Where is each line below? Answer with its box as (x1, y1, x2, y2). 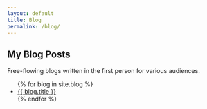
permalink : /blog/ (7, 23, 60, 30)
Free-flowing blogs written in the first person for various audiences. (7, 67, 201, 75)
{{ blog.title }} (17, 88, 57, 96)
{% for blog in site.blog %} (17, 80, 93, 88)
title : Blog (7, 17, 42, 23)
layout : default (7, 10, 54, 17)
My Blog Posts (7, 48, 71, 60)
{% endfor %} (17, 95, 57, 103)
